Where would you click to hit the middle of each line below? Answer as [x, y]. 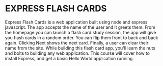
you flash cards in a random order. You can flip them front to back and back [81, 38]
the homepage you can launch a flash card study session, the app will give [81, 32]
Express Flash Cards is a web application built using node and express [76, 22]
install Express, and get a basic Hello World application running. [69, 58]
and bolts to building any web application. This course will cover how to [77, 53]
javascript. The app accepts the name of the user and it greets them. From [80, 27]
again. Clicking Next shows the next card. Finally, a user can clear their [77, 43]
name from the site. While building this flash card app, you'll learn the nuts [80, 48]
